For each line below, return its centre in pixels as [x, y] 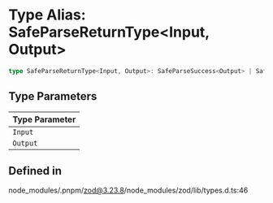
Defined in [35, 171]
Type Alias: [48, 15]
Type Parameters [53, 96]
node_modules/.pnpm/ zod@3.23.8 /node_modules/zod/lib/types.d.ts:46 [128, 190]
